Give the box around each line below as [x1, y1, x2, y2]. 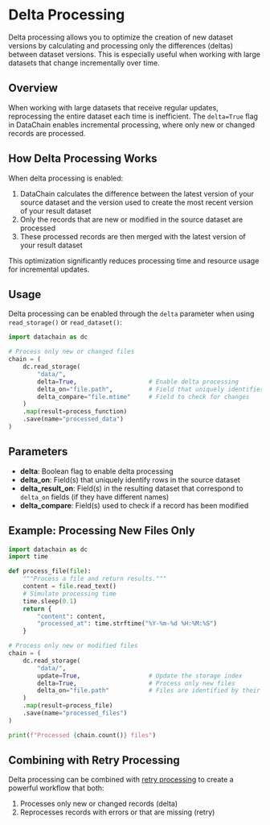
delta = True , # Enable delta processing [37, 377, 239, 386]
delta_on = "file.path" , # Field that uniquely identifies [37, 385, 264, 393]
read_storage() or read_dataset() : [8, 317, 123, 327]
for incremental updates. [8, 264, 90, 274]
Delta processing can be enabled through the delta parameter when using [8, 309, 255, 319]
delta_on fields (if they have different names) [19, 491, 170, 501]
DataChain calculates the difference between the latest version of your [19, 189, 255, 198]
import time [8, 553, 48, 561]
